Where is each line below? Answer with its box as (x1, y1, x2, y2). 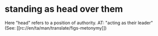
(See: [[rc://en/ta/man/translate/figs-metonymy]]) (4, 25, 107, 31)
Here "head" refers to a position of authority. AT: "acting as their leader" (4, 20, 153, 26)
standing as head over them (4, 3, 123, 15)
